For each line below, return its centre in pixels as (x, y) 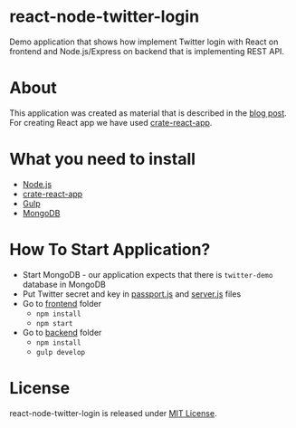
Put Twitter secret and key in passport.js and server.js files (132, 294)
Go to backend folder (62, 332)
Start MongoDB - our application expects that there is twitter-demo (148, 274)
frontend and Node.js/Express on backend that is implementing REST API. (147, 51)
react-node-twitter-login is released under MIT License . (113, 413)
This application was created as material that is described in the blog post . (148, 113)
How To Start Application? (110, 250)
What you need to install (103, 159)
